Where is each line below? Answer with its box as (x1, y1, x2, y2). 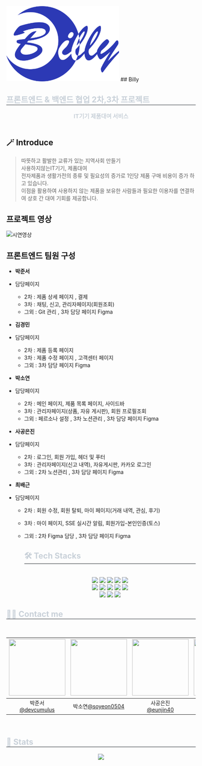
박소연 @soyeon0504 (73, 702, 125, 709)
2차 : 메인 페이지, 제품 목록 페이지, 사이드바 (23, 400, 125, 407)
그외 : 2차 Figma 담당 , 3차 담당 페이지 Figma (23, 533, 131, 540)
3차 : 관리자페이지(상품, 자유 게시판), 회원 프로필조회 (23, 407, 147, 415)
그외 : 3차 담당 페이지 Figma (23, 362, 91, 369)
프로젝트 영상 (6, 214, 52, 224)
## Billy (120, 75, 139, 83)
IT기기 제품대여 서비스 (73, 112, 129, 120)
